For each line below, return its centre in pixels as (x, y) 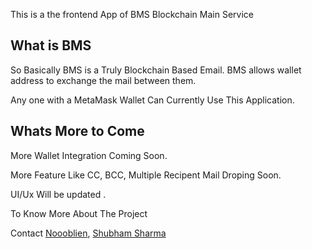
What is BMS (51, 45)
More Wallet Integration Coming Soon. (89, 155)
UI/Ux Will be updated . (58, 194)
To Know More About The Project (79, 213)
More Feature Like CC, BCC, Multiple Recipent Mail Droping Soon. (146, 175)
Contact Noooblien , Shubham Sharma (88, 233)
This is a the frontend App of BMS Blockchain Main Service (132, 14)
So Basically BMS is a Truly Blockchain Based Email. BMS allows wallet (156, 70)
